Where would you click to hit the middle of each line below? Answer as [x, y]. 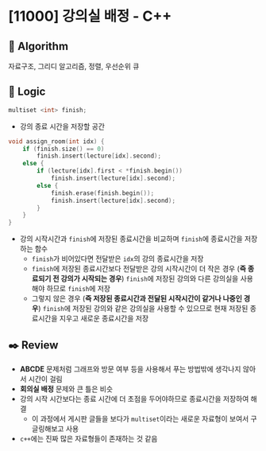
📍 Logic [27, 92]
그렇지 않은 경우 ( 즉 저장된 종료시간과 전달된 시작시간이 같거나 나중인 [137, 298]
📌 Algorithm [39, 46]
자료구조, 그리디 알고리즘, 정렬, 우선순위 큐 [74, 66]
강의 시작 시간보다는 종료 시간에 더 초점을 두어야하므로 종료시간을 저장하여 [134, 399]
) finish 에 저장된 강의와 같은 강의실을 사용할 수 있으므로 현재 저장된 [143, 309]
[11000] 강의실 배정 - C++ [90, 16]
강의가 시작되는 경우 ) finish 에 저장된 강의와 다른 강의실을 [150, 278]
